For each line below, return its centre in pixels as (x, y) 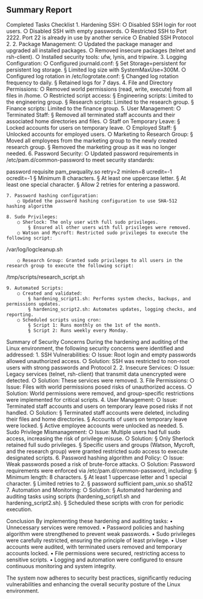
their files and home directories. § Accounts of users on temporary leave (97, 419)
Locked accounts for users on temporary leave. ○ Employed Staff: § (92, 127)
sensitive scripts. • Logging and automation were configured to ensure (95, 560)
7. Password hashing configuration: (52, 196)
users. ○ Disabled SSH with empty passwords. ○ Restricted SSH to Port (97, 31)
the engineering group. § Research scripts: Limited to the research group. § (100, 102)
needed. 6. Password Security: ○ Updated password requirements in (92, 153)
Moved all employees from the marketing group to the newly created (92, 140)
